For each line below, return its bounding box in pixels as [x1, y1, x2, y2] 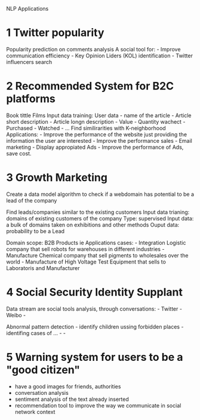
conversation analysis [14, 389, 69, 396]
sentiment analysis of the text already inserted [14, 396, 130, 403]
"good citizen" [6, 363, 81, 376]
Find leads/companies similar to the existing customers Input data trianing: [6, 209, 190, 216]
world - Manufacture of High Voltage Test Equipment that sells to [6, 258, 166, 265]
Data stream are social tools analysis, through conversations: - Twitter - [6, 305, 182, 312]
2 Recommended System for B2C [6, 79, 174, 93]
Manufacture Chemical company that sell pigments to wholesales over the [6, 252, 189, 259]
